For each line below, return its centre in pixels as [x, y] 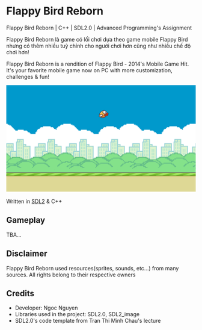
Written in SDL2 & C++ [34, 201]
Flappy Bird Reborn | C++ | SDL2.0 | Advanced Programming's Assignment [99, 28]
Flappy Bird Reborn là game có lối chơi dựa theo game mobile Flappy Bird [97, 39]
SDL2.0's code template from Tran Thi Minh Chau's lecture [88, 321]
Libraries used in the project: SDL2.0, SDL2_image [77, 314]
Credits [20, 293]
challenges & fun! [28, 76]
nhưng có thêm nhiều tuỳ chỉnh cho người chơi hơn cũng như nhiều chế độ [99, 46]
